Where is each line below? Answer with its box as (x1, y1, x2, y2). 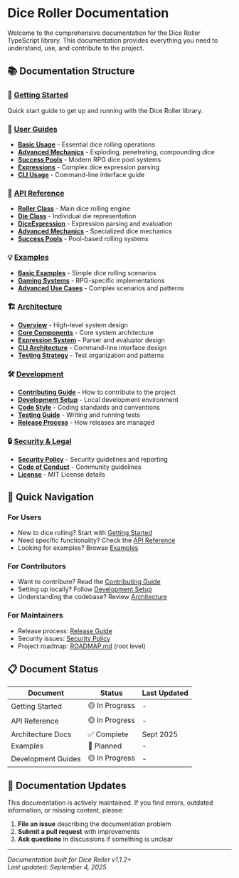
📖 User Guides (7, 124, 58, 134)
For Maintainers (7, 610, 63, 620)
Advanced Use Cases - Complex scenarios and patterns (17, 283, 185, 292)
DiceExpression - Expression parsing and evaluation (17, 219, 173, 228)
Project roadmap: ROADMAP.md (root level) (17, 642, 146, 650)
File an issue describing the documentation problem (17, 820, 171, 828)
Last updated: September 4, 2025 (7, 863, 107, 872)
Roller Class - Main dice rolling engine (17, 204, 131, 213)
